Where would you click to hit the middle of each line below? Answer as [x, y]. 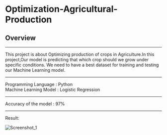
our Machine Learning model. [35, 70]
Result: [12, 118]
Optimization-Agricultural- [61, 9]
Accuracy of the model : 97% [35, 104]
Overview [21, 38]
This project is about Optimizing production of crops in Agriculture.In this [80, 54]
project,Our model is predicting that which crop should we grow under [77, 60]
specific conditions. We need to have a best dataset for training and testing [82, 65]
